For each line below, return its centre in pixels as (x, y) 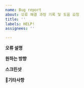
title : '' (16, 19)
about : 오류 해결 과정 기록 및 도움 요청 (42, 15)
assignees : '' (20, 29)
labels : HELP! (20, 24)
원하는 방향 (16, 59)
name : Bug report (23, 10)
